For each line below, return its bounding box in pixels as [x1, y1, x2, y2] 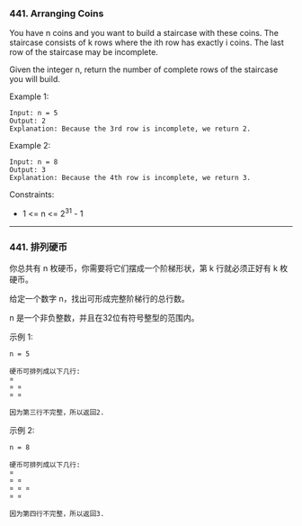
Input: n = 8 [9, 158, 58, 167]
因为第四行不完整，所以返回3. [9, 510, 105, 519]
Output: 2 [9, 116, 47, 126]
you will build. [9, 74, 61, 85]
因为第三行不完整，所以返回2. [9, 408, 105, 417]
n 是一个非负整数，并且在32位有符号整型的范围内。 [9, 313, 200, 323]
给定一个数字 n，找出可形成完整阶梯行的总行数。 [9, 294, 191, 304]
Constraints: [9, 189, 55, 200]
